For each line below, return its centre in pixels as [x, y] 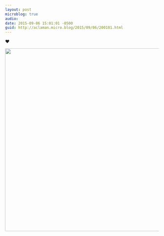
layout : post [18, 10]
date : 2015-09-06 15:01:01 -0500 [39, 23]
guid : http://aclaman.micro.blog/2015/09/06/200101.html [64, 28]
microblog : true [21, 14]
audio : [12, 19]
